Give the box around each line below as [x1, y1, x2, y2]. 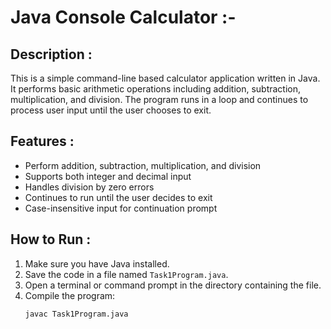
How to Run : [10, 231, 92, 248]
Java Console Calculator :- [10, 6, 237, 29]
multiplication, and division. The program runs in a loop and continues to [10, 94, 309, 105]
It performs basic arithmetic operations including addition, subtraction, [10, 83, 302, 95]
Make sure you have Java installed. [24, 257, 170, 270]
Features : [10, 133, 75, 150]
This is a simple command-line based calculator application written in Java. [10, 72, 321, 84]
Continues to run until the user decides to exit [24, 191, 213, 203]
